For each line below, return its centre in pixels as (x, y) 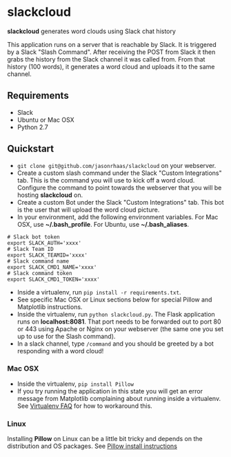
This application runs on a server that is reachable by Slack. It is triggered (112, 44)
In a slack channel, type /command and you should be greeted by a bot (115, 344)
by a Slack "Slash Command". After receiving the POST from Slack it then (111, 52)
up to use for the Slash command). (66, 336)
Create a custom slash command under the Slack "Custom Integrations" (119, 173)
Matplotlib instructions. (50, 307)
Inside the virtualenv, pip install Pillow (76, 384)
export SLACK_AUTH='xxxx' (44, 243)
